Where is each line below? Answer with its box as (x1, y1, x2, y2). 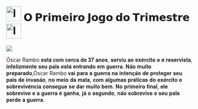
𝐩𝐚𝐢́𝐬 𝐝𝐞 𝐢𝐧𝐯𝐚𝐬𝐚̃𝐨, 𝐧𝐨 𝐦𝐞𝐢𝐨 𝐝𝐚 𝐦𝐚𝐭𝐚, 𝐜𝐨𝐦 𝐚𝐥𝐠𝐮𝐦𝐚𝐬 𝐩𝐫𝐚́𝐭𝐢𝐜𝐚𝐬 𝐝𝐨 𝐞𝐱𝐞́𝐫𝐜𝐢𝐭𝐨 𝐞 (6, 76, 183, 83)
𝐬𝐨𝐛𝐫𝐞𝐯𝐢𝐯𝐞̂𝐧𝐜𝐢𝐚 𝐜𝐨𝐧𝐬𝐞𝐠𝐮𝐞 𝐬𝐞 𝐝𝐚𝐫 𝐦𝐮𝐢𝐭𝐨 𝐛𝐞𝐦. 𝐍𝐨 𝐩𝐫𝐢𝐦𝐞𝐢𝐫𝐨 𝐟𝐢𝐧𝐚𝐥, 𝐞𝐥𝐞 (6, 83, 168, 90)
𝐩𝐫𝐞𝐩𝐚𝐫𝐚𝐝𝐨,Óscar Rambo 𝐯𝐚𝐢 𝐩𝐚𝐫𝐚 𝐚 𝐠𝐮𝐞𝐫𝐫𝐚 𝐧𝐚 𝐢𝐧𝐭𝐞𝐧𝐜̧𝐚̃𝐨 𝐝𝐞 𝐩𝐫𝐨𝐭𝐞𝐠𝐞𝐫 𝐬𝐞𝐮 (6, 69, 183, 76)
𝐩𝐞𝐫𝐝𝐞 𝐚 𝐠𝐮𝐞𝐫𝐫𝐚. (6, 96, 45, 103)
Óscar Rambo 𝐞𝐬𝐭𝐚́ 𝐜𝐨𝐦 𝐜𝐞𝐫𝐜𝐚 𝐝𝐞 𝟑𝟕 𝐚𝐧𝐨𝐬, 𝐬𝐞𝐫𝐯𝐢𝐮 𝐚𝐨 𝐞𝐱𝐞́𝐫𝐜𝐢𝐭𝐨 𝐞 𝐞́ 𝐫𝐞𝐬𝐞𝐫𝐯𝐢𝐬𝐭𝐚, (6, 56, 193, 63)
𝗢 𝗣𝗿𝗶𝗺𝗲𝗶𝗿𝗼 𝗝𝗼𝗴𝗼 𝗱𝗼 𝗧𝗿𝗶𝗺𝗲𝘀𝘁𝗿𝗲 (23, 11, 190, 24)
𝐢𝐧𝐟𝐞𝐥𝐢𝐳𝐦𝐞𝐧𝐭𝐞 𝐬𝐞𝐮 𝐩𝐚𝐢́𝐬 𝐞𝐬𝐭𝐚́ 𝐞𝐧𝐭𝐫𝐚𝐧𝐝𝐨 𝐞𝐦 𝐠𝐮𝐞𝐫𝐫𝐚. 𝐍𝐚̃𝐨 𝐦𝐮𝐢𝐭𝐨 (6, 63, 152, 70)
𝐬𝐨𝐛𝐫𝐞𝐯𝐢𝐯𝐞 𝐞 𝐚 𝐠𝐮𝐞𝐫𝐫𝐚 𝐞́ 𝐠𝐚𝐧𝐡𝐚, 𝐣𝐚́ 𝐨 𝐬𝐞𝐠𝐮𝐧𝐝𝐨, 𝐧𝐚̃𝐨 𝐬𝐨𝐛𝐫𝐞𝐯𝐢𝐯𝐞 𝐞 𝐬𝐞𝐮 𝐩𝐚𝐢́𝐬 (6, 89, 180, 97)
